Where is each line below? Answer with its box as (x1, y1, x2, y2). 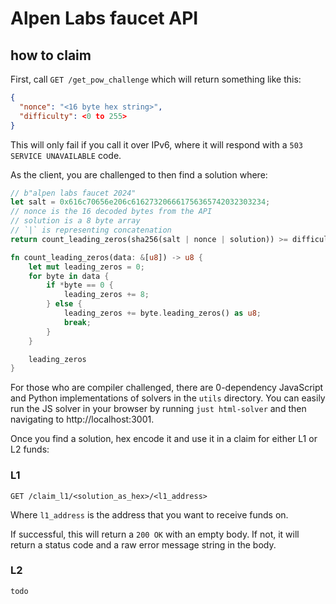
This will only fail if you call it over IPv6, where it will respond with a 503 (10, 138, 304, 151)
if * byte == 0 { (46, 280, 114, 291)
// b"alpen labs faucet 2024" (10, 188, 137, 198)
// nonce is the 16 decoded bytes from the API (10, 207, 213, 217)
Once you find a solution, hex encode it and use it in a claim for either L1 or (10, 433, 318, 445)
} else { (46, 299, 83, 309)
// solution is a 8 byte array (10, 216, 141, 226)
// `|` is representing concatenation (10, 225, 172, 235)
